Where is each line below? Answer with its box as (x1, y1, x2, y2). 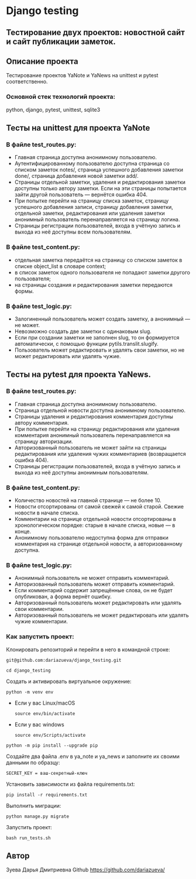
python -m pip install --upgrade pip (6, 742, 98, 748)
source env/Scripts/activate (14, 732, 86, 738)
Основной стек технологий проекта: (6, 92, 116, 101)
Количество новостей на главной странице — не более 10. (14, 496, 162, 504)
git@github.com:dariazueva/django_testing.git (6, 657, 122, 663)
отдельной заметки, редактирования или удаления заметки (14, 210, 165, 217)
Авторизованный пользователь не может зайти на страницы (14, 444, 167, 451)
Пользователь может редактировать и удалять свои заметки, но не (14, 346, 185, 353)
